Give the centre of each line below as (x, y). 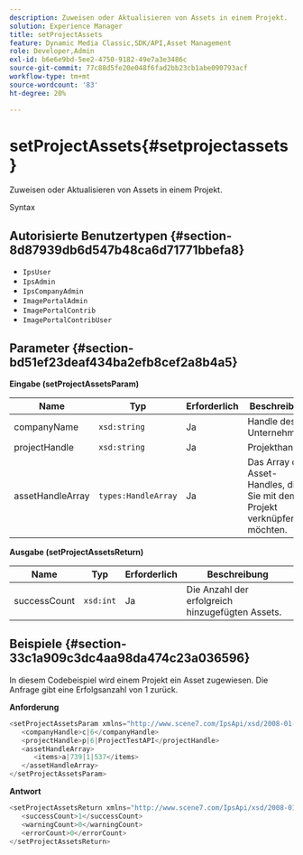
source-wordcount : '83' (54, 85)
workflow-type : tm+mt (50, 77)
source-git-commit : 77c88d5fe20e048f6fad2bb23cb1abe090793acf (129, 69)
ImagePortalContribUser (67, 321)
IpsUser (37, 273)
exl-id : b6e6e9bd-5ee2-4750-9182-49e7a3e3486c (98, 60)
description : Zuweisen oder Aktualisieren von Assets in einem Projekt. (149, 18)
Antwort (25, 791)
